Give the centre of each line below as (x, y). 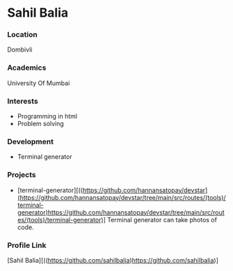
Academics (27, 68)
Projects (22, 175)
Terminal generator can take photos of (162, 219)
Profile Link (27, 245)
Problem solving (40, 124)
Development (31, 142)
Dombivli (20, 49)
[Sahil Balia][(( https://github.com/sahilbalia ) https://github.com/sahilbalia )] (113, 260)
